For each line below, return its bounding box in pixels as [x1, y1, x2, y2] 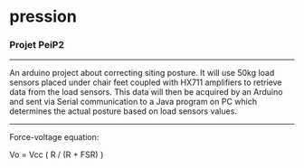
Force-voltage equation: [9, 132, 100, 143]
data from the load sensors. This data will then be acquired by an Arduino [9, 87, 283, 98]
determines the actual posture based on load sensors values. [9, 106, 238, 117]
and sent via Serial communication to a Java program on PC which [9, 97, 258, 107]
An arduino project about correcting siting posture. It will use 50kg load [9, 68, 275, 79]
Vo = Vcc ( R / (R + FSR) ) [9, 149, 104, 160]
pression [9, 6, 77, 27]
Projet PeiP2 [9, 39, 65, 51]
